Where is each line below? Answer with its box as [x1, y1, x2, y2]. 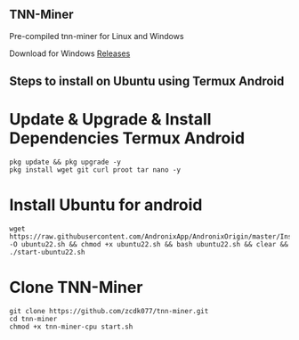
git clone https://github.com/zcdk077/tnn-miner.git [9, 307, 209, 316]
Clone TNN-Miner [9, 278, 143, 297]
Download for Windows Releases [9, 48, 131, 59]
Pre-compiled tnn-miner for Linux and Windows [9, 30, 184, 41]
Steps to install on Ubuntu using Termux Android [9, 74, 285, 89]
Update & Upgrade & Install [9, 109, 212, 130]
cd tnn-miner [9, 315, 58, 324]
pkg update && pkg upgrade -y [9, 158, 122, 167]
